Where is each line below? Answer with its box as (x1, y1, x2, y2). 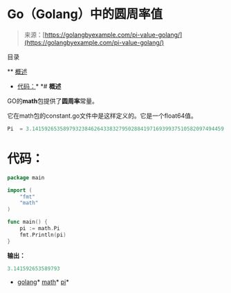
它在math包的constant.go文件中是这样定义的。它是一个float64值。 (7, 112, 197, 120)
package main (7, 174, 45, 181)
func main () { (7, 219, 48, 226)
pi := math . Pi (19, 225, 60, 232)
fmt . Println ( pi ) (19, 231, 67, 238)
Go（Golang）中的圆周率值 (7, 6, 163, 22)
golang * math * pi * (17, 278, 69, 286)
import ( (7, 186, 33, 194)
